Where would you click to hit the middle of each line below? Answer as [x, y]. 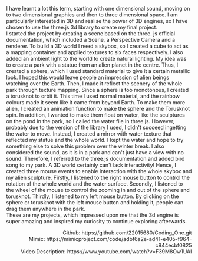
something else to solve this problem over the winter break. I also [85, 146]
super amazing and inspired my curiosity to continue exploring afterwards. [97, 221]
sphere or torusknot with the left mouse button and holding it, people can [95, 202]
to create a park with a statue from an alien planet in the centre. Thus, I [92, 65]
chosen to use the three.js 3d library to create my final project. [82, 27]
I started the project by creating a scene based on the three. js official [91, 34]
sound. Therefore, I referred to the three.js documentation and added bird [95, 159]
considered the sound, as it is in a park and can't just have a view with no [95, 152]
